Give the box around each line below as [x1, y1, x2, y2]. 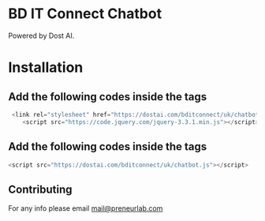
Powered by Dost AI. [8, 31, 75, 40]
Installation [8, 58, 84, 77]
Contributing [8, 182, 73, 196]
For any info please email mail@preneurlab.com [8, 204, 163, 213]
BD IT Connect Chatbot [8, 5, 162, 23]
